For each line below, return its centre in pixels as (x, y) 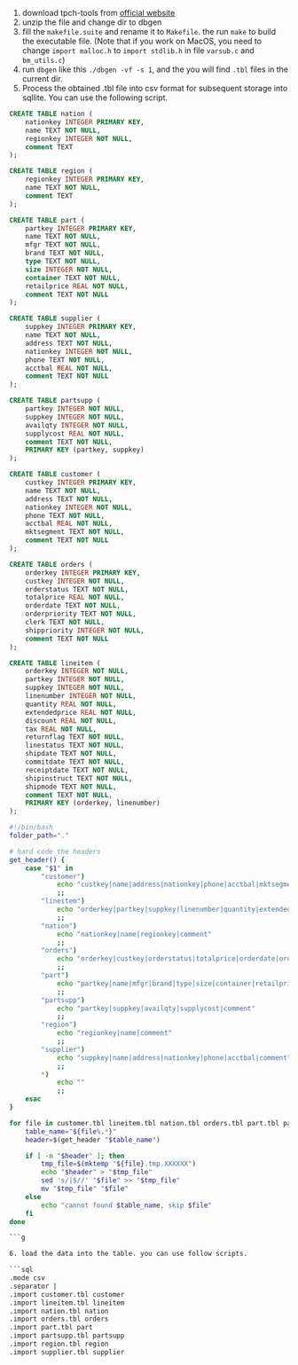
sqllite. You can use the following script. (95, 98)
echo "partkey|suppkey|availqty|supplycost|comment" (156, 1008)
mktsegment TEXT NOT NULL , (75, 532)
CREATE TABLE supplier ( (55, 318)
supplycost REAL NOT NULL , (75, 434)
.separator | (33, 1286)
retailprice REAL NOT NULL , (77, 286)
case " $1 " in (49, 868)
